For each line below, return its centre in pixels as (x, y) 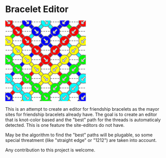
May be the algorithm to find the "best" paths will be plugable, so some (79, 135)
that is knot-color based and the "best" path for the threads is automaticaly (83, 120)
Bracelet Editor (37, 9)
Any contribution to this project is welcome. (50, 150)
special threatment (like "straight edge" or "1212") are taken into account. (81, 140)
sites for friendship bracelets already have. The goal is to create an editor (81, 114)
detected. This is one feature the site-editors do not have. (65, 125)
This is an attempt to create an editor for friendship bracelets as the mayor (82, 109)
